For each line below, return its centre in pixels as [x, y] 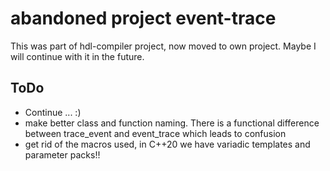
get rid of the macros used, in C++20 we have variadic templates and [167, 144]
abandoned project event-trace [143, 18]
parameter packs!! [62, 154]
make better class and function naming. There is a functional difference [172, 123]
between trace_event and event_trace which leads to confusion [155, 133]
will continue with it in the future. [77, 56]
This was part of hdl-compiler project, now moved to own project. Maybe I [163, 46]
